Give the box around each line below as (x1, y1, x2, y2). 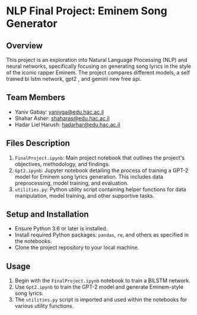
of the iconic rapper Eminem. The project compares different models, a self (6, 69, 190, 76)
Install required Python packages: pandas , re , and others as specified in (14, 231, 189, 239)
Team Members (6, 92, 65, 102)
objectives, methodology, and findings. (14, 160, 110, 167)
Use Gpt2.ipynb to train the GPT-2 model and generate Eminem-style (14, 283, 184, 291)
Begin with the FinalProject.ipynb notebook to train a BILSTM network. (14, 277, 191, 284)
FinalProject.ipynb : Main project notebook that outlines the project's (14, 154, 185, 161)
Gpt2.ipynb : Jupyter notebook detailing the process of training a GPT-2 (14, 167, 189, 174)
